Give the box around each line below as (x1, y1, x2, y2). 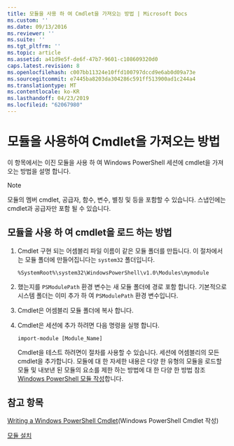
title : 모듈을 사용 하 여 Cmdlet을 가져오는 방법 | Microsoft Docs (7, 10, 188, 18)
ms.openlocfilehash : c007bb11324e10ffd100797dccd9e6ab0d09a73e (7, 69, 196, 76)
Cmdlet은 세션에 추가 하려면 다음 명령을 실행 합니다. (17, 321, 160, 329)
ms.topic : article (7, 50, 61, 57)
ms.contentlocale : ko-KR (7, 88, 80, 95)
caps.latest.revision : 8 (7, 62, 80, 69)
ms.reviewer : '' (7, 29, 55, 37)
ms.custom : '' (7, 17, 49, 24)
